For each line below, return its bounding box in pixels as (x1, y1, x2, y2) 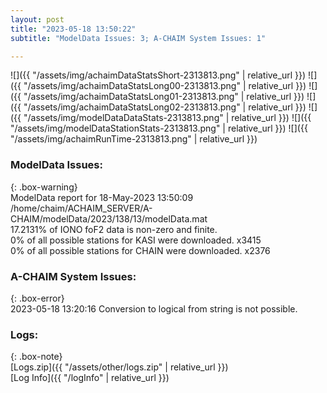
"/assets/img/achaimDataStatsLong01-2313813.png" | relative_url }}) (23, 91, 305, 103)
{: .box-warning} (10, 181, 78, 193)
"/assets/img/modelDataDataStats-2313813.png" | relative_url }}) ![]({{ (23, 112, 312, 124)
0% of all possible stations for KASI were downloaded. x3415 (10, 234, 262, 246)
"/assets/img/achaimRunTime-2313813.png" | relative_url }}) (10, 133, 258, 145)
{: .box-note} (10, 351, 63, 363)
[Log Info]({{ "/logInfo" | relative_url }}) (10, 372, 170, 384)
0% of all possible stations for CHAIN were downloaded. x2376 (10, 244, 271, 256)
